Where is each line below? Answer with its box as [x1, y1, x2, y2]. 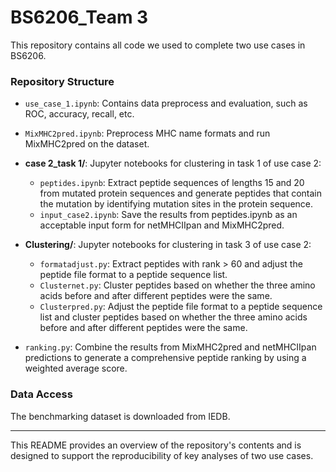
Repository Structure [10, 74, 115, 88]
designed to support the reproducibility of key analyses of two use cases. [10, 449, 314, 461]
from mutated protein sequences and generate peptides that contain [39, 187, 323, 200]
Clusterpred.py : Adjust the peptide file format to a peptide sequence [39, 301, 323, 313]
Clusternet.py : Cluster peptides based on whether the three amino [39, 279, 316, 291]
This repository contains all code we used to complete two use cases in [10, 39, 306, 51]
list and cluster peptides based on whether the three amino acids [39, 311, 308, 323]
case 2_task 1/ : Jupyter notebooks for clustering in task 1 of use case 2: [24, 157, 322, 170]
